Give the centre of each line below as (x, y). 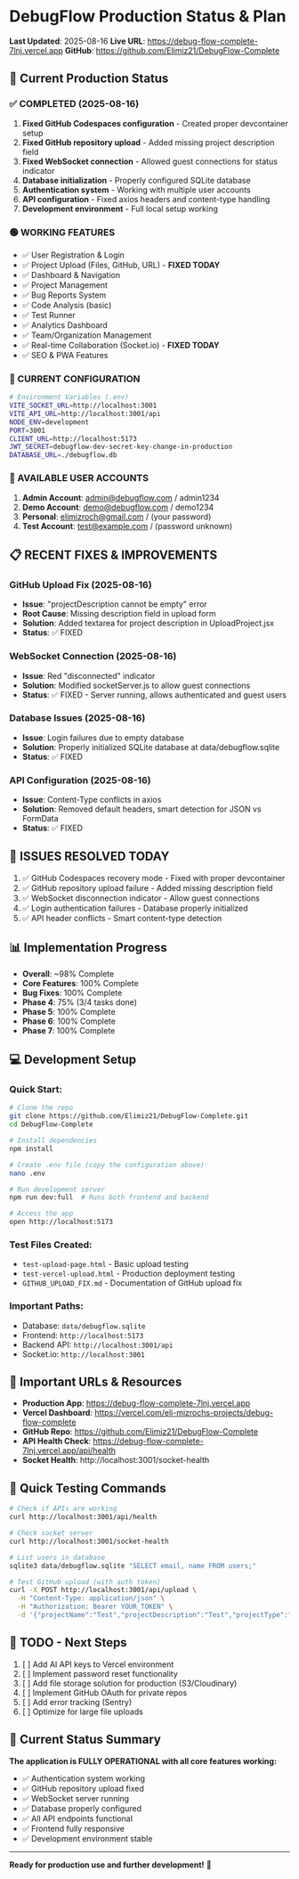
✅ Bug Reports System (64, 295)
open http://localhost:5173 (61, 1222)
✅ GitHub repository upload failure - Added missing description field (147, 887)
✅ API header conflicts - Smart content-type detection (122, 918)
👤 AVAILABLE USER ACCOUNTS (79, 478)
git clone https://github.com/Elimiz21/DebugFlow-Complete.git (129, 1116)
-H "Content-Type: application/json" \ (91, 1598)
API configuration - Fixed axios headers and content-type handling (146, 199)
